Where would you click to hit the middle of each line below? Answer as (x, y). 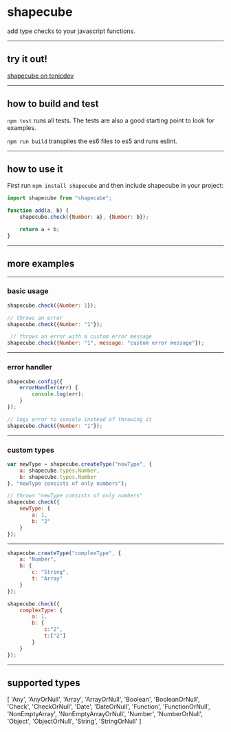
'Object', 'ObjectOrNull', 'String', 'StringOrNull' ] (74, 721)
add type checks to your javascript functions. (71, 31)
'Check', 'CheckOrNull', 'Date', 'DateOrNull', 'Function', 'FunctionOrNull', (109, 707)
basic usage (28, 291)
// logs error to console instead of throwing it (80, 419)
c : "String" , (51, 572)
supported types (44, 683)
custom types (31, 450)
